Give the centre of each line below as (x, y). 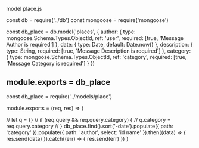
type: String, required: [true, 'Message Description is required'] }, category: (99, 51)
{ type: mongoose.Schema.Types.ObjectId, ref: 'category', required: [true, (97, 57)
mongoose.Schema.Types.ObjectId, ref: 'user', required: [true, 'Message (95, 38)
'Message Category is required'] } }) (51, 63)
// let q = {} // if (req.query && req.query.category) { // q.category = (88, 119)
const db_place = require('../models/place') (59, 96)
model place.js (24, 9)
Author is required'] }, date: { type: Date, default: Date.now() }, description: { (100, 44)
